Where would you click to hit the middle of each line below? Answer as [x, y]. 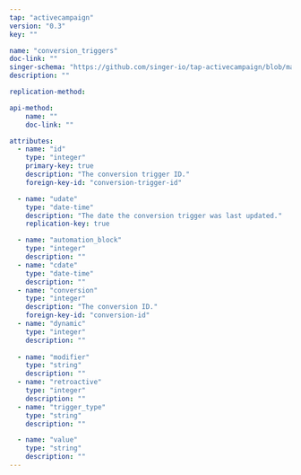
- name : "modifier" [54, 357]
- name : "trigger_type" [61, 407]
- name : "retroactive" [60, 383]
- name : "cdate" [47, 265]
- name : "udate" [47, 198]
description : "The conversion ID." [92, 307]
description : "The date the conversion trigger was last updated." [154, 216]
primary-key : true [60, 166]
